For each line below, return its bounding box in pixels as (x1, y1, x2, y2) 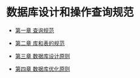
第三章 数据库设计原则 (15, 52, 70, 59)
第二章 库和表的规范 (15, 39, 65, 47)
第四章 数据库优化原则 (15, 65, 70, 73)
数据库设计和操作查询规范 (6, 5, 135, 19)
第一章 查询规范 (15, 27, 55, 34)
